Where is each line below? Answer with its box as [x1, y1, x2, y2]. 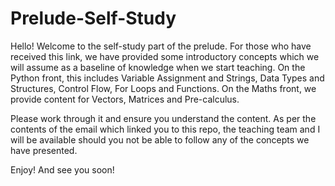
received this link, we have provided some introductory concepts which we [10, 50, 320, 62]
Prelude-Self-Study [10, 7, 177, 30]
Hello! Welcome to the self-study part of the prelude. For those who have [10, 40, 312, 52]
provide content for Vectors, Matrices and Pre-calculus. [10, 93, 240, 105]
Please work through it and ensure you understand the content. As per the [10, 112, 317, 124]
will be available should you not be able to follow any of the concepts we [10, 133, 310, 146]
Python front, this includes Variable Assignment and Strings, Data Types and [10, 72, 325, 84]
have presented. [10, 144, 78, 156]
